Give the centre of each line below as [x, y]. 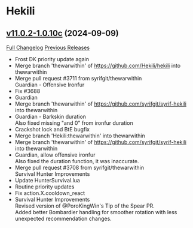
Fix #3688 [27, 91]
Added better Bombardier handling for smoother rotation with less [96, 212]
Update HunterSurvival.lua [48, 180]
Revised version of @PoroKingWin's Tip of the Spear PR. [85, 206]
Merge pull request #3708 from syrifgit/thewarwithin [79, 167]
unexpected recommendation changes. [63, 218]
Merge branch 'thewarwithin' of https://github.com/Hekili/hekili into [98, 65]
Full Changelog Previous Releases [48, 47]
